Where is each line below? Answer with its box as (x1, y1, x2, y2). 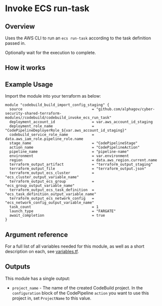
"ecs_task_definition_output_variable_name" (5, 192, 97, 197)
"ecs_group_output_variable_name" (5, 183, 75, 188)
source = (9, 107, 95, 112)
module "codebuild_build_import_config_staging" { (5, 102, 110, 107)
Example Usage (5, 80, 53, 88)
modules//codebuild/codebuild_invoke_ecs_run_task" (5, 115, 112, 120)
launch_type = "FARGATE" (9, 209, 116, 214)
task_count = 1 (9, 204, 98, 209)
